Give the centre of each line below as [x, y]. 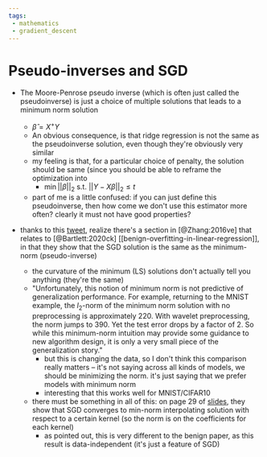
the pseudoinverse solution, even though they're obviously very [138, 144]
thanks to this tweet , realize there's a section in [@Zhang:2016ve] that [136, 229]
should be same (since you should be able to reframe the [127, 169]
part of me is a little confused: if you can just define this [124, 197]
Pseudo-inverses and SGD [98, 70]
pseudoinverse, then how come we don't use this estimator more [140, 205]
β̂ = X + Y [46, 126]
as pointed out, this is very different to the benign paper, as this [149, 435]
